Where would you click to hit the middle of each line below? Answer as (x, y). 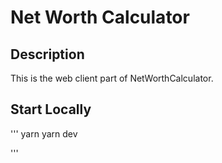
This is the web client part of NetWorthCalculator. (112, 78)
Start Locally (51, 109)
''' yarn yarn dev (44, 133)
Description (47, 54)
